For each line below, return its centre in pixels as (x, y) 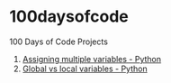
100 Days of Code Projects (58, 41)
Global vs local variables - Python (85, 69)
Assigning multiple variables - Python (92, 59)
